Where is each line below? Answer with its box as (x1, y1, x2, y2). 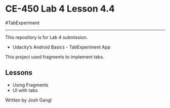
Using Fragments (12, 82, 49, 88)
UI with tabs (12, 87, 38, 93)
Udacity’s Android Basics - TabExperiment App (12, 44, 111, 50)
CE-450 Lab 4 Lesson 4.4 (5, 3, 115, 15)
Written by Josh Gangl (5, 97, 52, 103)
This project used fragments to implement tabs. (5, 53, 105, 60)
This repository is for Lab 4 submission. (5, 34, 88, 40)
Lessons (5, 69, 33, 77)
